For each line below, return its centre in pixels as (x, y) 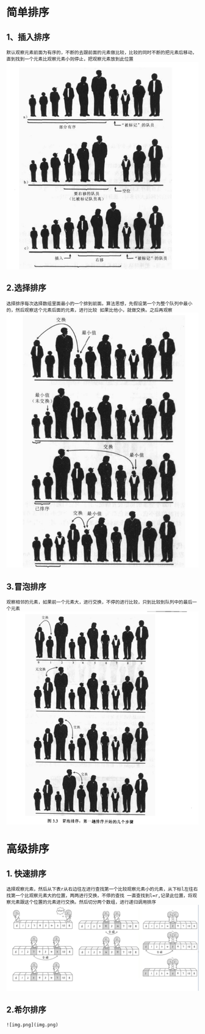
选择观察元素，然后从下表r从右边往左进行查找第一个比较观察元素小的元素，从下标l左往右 (102, 889)
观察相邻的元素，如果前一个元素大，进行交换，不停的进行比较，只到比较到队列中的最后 (99, 602)
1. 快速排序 (27, 873)
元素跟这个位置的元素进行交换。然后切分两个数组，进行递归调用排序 (84, 902)
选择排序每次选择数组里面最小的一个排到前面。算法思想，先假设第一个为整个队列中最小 (99, 303)
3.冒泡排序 (27, 587)
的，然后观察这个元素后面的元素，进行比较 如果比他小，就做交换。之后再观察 (89, 310)
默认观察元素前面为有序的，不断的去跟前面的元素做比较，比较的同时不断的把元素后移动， (102, 53)
